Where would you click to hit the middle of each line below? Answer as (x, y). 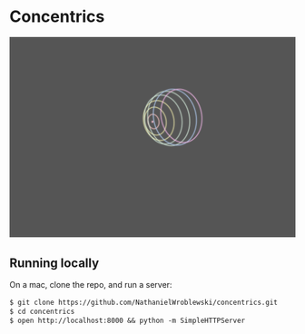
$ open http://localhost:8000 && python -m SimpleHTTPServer (128, 321)
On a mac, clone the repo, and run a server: (91, 285)
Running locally (54, 263)
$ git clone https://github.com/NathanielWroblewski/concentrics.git (144, 303)
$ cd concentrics (42, 312)
